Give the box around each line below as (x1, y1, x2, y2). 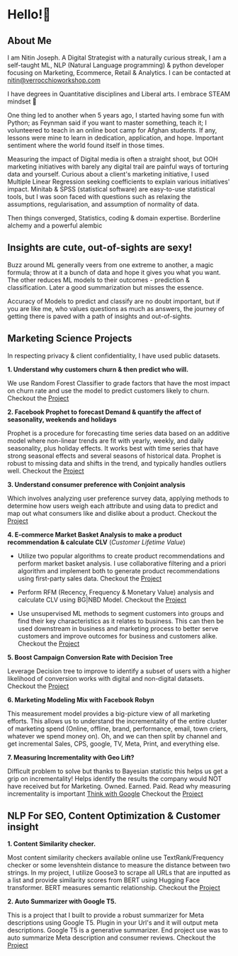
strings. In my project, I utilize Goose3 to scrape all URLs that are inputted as (7, 868, 231, 877)
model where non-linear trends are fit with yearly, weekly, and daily (7, 436, 204, 445)
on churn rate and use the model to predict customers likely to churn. (7, 386, 210, 395)
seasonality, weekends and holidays (7, 415, 117, 424)
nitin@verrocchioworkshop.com (7, 76, 101, 84)
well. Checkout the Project (7, 466, 84, 475)
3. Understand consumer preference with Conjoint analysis (7, 480, 186, 488)
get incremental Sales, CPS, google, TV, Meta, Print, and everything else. (7, 739, 220, 748)
